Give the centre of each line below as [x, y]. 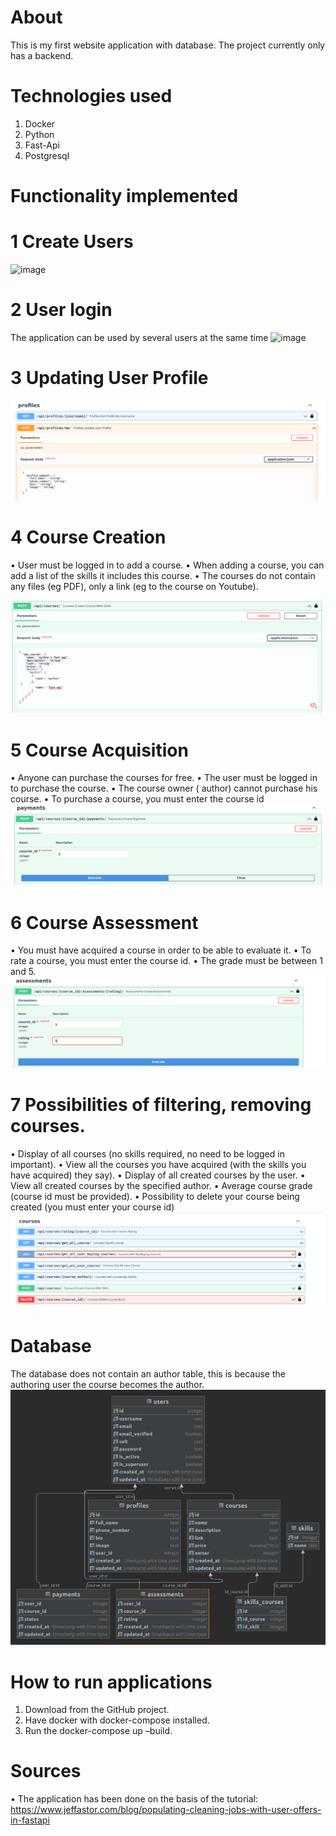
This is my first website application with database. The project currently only [168, 45]
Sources [46, 1771]
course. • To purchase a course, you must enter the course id [137, 799]
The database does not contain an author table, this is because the [148, 1373]
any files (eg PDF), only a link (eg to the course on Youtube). [134, 586]
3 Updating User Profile [109, 378]
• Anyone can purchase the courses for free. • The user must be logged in [164, 778]
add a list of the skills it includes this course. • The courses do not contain [163, 575]
